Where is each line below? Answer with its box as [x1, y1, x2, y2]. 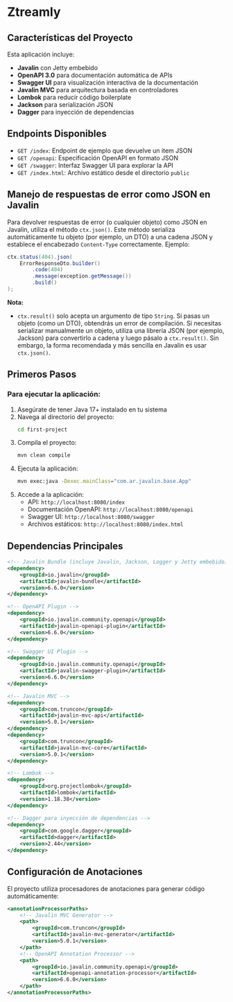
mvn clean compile [17, 452, 71, 459]
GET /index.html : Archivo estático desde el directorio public [17, 168, 190, 177]
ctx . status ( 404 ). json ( [7, 253, 73, 260]
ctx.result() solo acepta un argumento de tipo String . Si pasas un [17, 312, 210, 320]
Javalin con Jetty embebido [17, 64, 98, 71]
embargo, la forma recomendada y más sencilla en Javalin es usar [17, 341, 207, 349]
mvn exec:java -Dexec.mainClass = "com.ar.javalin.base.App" [17, 478, 192, 485]
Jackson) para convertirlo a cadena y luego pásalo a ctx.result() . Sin [17, 334, 219, 342]
